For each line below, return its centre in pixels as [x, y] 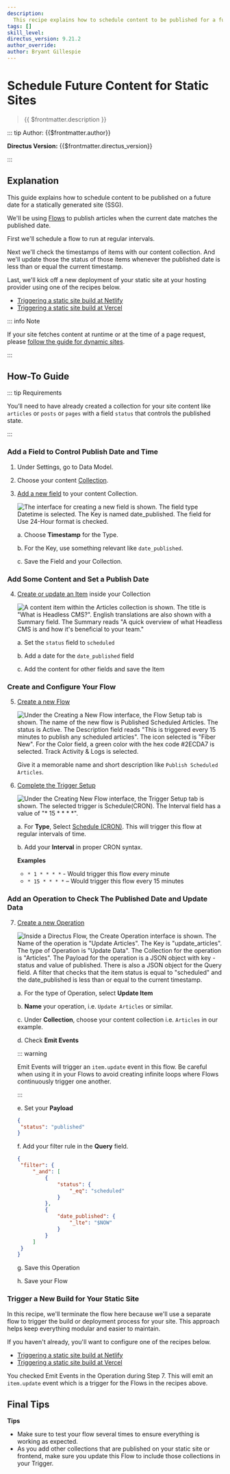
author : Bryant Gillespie [44, 52]
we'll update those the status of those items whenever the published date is [114, 259]
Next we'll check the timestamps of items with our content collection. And [111, 252]
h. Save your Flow [42, 1281]
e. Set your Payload [45, 1108]
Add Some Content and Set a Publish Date [78, 579]
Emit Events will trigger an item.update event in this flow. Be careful [112, 1067]
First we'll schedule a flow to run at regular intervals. [81, 238]
